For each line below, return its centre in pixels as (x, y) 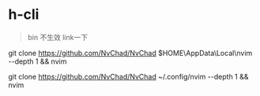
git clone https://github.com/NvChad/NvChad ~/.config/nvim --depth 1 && (128, 76)
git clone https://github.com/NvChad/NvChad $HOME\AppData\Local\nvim (130, 53)
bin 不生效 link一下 (58, 37)
